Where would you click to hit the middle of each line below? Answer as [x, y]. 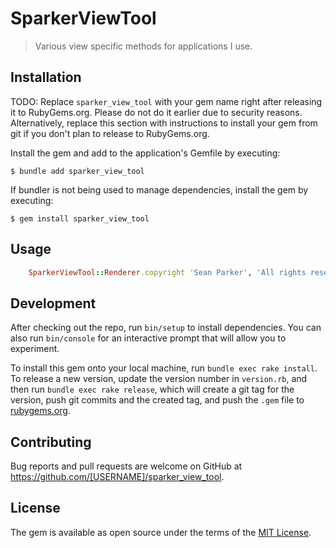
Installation [46, 77]
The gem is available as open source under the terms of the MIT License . [161, 532]
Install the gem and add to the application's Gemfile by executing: [145, 153]
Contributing [51, 442]
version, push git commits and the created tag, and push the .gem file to [157, 400]
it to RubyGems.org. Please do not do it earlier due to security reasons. [156, 112]
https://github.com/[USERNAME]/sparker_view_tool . [117, 477]
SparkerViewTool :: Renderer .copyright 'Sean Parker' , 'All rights [167, 272]
